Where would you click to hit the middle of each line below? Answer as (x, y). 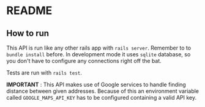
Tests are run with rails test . (44, 73)
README (29, 11)
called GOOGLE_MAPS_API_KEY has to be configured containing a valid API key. (102, 98)
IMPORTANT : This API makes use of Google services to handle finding (96, 84)
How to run (28, 33)
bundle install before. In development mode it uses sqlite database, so (99, 54)
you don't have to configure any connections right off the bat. (84, 61)
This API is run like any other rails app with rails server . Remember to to (99, 48)
